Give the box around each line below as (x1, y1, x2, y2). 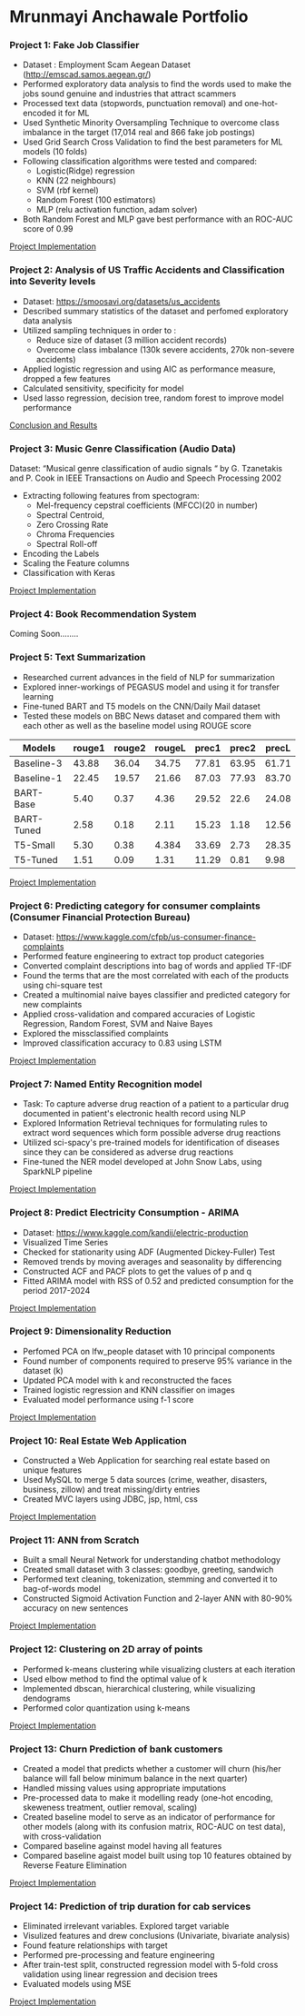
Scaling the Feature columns (22, 558, 130, 569)
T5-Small (14, 839, 56, 851)
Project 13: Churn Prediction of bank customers (9, 1743, 223, 1755)
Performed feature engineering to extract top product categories (22, 950, 265, 961)
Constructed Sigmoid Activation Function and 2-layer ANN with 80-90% (22, 1593, 293, 1604)
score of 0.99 (22, 223, 74, 234)
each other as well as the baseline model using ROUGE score (22, 720, 251, 730)
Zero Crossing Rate (35, 520, 109, 531)
